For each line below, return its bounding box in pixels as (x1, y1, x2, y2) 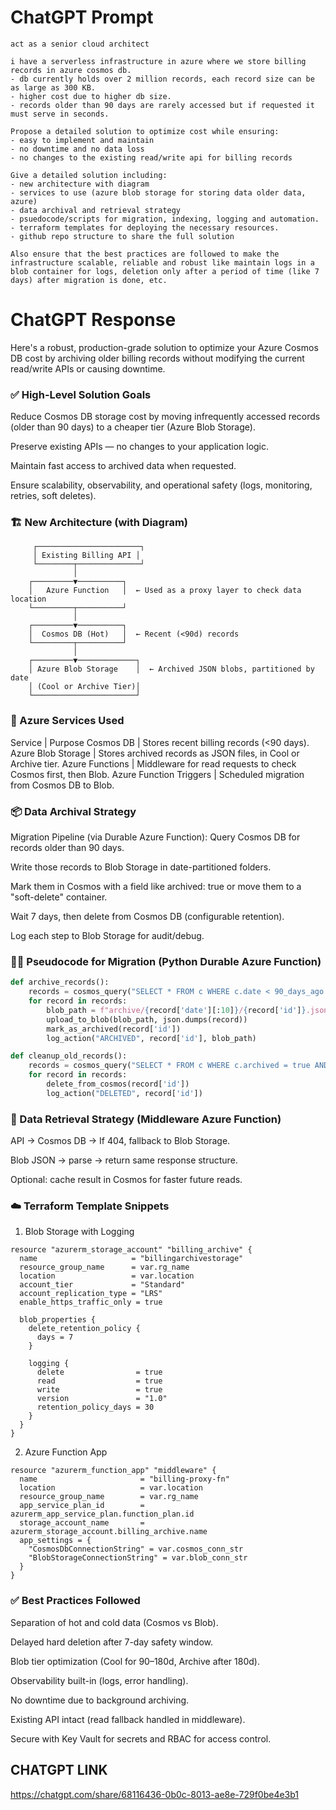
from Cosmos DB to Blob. (10, 779, 115, 791)
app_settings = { (19, 1536, 92, 1546)
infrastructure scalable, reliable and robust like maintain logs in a (10, 257, 315, 268)
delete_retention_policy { (28, 1324, 141, 1334)
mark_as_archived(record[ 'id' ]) (46, 1024, 182, 1034)
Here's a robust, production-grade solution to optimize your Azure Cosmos (10, 341, 319, 353)
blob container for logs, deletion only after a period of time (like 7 (10, 266, 320, 276)
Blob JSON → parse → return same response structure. (10, 1154, 238, 1166)
